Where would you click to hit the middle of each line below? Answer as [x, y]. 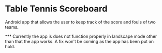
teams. [12, 27]
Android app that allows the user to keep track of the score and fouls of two [80, 22]
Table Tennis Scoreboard [56, 9]
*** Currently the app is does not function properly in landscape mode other [81, 36]
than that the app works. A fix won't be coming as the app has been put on [79, 41]
